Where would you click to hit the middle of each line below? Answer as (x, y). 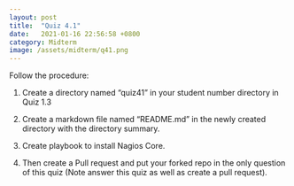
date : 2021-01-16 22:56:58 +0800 (75, 34)
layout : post (33, 17)
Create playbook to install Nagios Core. (93, 146)
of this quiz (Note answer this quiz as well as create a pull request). (144, 173)
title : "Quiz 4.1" (45, 26)
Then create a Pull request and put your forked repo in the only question (154, 163)
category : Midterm (43, 42)
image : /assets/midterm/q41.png (69, 50)
